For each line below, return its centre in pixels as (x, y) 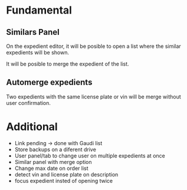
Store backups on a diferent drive (55, 149)
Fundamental (39, 10)
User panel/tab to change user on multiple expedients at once (90, 155)
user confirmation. (29, 103)
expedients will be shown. (38, 53)
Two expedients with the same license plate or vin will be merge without (93, 96)
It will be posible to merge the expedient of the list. (68, 64)
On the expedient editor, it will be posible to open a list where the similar (93, 46)
